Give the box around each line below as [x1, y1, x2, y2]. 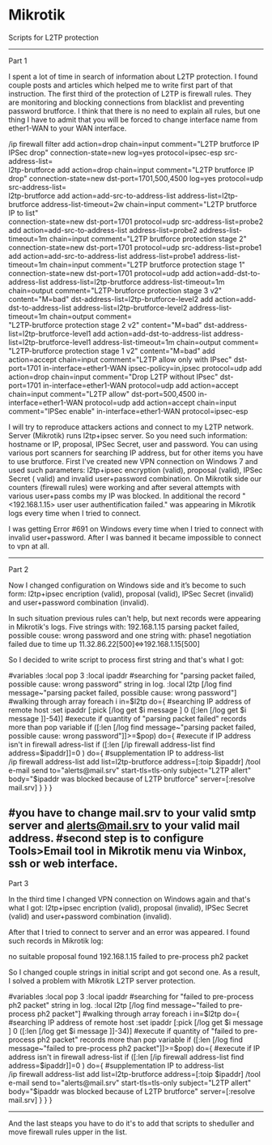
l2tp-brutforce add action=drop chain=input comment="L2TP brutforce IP [8, 165, 254, 174]
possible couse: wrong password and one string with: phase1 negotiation [8, 631, 252, 640]
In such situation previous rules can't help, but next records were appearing [8, 613, 261, 622]
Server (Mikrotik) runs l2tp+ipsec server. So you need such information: [8, 430, 249, 440]
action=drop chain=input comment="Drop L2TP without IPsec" [8, 372, 219, 381]
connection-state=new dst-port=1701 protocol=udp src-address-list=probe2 [8, 217, 264, 226]
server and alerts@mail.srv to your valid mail [8, 819, 240, 833]
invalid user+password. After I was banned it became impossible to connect [8, 532, 261, 542]
